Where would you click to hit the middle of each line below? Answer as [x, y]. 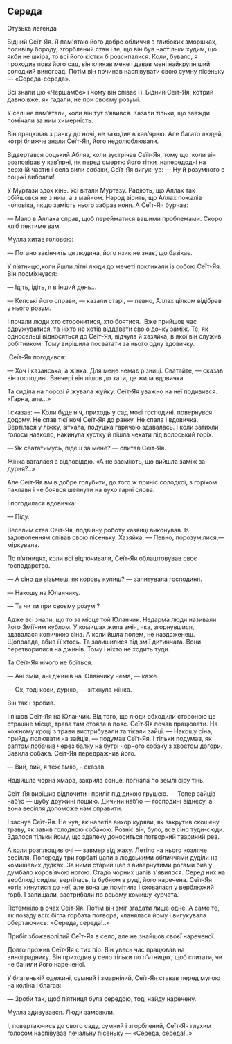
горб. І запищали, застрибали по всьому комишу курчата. [93, 894]
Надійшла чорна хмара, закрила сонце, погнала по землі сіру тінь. [106, 780]
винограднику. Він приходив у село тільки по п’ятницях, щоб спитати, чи [115, 957]
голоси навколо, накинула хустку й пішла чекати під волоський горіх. [110, 434]
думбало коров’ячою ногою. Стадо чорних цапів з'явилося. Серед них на [116, 872]
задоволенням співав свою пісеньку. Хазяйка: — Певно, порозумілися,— [116, 537]
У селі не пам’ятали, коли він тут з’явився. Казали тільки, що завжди [108, 113]
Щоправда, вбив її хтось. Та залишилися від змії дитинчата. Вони [104, 642]
